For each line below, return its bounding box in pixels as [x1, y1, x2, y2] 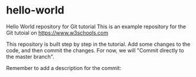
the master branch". [6, 53, 54, 60]
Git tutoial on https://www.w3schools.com [6, 29, 109, 36]
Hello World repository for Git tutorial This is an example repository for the [6, 23, 187, 30]
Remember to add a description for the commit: [6, 64, 122, 71]
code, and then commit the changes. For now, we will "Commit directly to [6, 46, 184, 53]
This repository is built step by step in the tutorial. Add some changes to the [6, 41, 191, 48]
